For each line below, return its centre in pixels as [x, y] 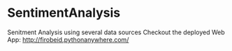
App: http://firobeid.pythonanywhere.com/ [68, 39]
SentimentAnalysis [64, 13]
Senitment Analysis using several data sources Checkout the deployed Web [116, 32]
